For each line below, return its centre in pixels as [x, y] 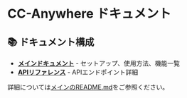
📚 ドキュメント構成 [51, 42]
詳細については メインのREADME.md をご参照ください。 [88, 87]
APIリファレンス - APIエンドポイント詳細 [78, 72]
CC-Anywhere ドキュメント [90, 14]
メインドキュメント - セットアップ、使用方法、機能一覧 [98, 63]
